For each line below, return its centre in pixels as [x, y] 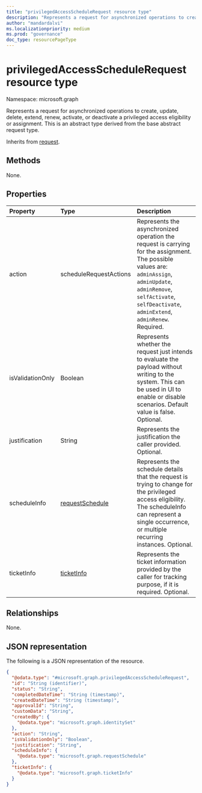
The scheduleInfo [161, 507]
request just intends [165, 351]
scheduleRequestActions [96, 274]
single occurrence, [163, 522]
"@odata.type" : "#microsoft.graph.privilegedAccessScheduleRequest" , [100, 678]
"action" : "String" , [37, 734]
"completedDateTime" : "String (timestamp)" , [68, 694]
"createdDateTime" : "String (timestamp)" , [66, 700]
